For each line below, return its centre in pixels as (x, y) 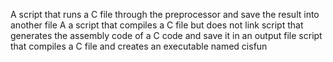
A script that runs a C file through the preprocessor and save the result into (165, 14)
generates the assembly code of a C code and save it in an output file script (166, 35)
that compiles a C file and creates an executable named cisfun (139, 46)
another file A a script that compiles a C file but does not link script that (157, 25)
